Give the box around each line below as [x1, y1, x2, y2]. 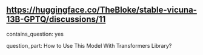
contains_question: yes [6, 30, 64, 37]
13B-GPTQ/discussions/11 [6, 15, 106, 25]
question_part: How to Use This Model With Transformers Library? [6, 42, 172, 49]
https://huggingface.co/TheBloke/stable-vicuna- [6, 5, 197, 15]
